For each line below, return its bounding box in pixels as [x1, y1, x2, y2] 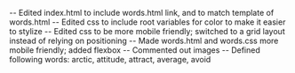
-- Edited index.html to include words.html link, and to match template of [9, 8, 275, 18]
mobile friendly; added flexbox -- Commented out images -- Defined [9, 45, 260, 55]
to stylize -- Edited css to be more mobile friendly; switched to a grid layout [9, 26, 286, 36]
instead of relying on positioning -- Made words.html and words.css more [9, 35, 279, 46]
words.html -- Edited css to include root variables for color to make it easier [9, 17, 286, 27]
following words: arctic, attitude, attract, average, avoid [9, 55, 211, 64]
